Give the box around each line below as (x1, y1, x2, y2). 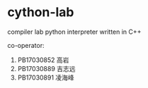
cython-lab (7, 4, 74, 20)
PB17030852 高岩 (17, 56, 69, 64)
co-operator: (7, 41, 45, 49)
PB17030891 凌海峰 (17, 73, 74, 82)
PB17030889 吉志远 (17, 64, 76, 73)
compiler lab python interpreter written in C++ (7, 27, 142, 36)
